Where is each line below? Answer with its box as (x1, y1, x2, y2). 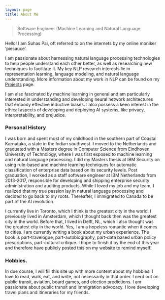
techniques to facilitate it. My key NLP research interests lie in (5, 65, 131, 72)
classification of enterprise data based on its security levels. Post (5, 167, 138, 173)
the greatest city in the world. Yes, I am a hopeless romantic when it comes (5, 223, 158, 230)
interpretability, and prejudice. (5, 112, 66, 118)
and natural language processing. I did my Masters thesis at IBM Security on (5, 156, 160, 162)
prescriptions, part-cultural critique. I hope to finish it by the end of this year (5, 239, 159, 245)
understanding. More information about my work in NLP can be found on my (5, 76, 160, 82)
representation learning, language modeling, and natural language (5, 71, 139, 77)
